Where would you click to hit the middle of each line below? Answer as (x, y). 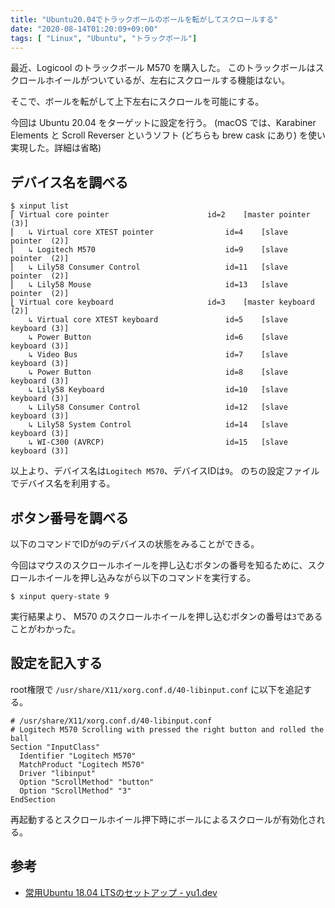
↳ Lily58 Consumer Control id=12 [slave (158, 407)
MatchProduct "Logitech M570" (82, 764)
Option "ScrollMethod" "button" (87, 782)
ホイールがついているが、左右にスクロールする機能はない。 (167, 80)
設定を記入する (56, 663)
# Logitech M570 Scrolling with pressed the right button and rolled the (167, 729)
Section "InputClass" (55, 747)
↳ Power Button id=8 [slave (158, 372)
